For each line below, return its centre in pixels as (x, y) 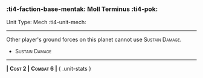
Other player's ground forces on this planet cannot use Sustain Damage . (94, 40)
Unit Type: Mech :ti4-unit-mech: (46, 22)
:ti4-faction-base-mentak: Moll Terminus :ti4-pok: (82, 9)
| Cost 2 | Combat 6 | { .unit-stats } (49, 69)
